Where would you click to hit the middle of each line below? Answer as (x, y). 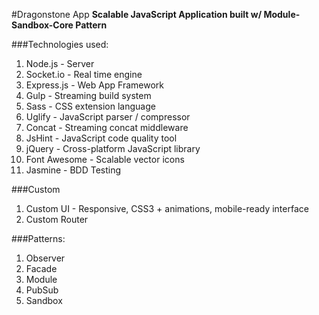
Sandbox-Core (42, 25)
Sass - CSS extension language (90, 106)
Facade (41, 268)
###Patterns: (38, 238)
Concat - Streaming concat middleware (107, 127)
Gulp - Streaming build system (88, 95)
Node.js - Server (60, 63)
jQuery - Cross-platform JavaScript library (113, 148)
